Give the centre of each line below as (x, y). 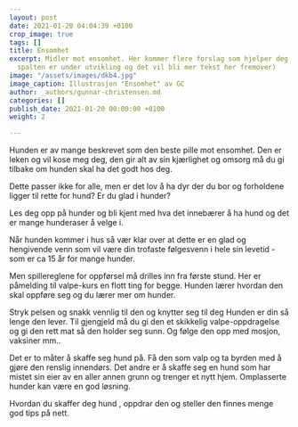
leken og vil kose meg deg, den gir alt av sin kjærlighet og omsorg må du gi (147, 160)
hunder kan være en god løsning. (70, 386)
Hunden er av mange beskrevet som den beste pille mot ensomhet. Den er (145, 150)
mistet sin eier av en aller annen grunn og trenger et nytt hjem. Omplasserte (148, 377)
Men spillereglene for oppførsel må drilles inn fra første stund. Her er (135, 276)
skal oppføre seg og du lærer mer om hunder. (93, 295)
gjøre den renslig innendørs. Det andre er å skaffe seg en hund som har (140, 367)
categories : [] (37, 100)
